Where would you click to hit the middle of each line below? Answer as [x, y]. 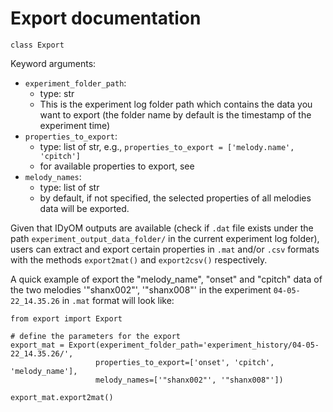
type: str [57, 93]
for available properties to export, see [117, 166]
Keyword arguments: [53, 63]
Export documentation [106, 18]
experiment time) [75, 125]
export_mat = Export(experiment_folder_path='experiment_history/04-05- [165, 345]
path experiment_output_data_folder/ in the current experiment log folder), [165, 238]
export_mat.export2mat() [62, 397]
